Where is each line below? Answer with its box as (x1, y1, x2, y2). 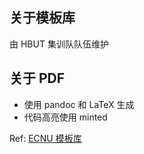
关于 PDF (9, 70, 66, 87)
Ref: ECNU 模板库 (9, 132, 82, 144)
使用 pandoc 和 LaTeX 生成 (23, 98, 135, 110)
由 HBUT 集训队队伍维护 (9, 38, 109, 50)
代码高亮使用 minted (23, 111, 108, 123)
